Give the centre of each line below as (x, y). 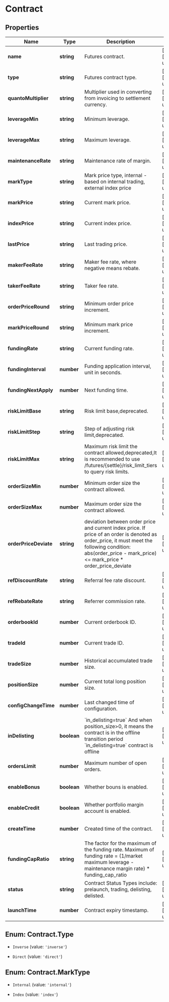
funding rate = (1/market (113, 856)
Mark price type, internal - (116, 175)
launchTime (22, 910)
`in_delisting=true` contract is (119, 745)
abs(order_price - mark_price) (120, 553)
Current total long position (115, 681)
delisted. (94, 896)
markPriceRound (28, 328)
